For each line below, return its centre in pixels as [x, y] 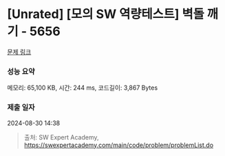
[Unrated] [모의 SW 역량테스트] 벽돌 [106, 14]
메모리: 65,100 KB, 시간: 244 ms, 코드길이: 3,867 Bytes [83, 88]
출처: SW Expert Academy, [61, 137]
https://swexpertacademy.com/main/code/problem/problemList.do [119, 145]
